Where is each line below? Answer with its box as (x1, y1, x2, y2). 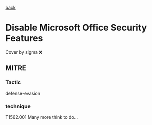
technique (5, 103, 31, 110)
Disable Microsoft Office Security (5, 22, 147, 33)
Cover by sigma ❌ (5, 49, 43, 55)
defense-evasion (5, 90, 40, 96)
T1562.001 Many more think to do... (5, 114, 78, 120)
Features (5, 33, 43, 44)
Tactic (5, 79, 21, 86)
